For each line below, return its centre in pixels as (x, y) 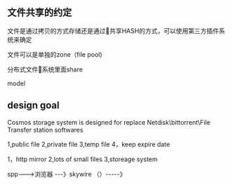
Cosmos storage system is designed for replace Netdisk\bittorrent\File (109, 122)
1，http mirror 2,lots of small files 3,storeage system (82, 159)
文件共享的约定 (40, 13)
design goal (33, 105)
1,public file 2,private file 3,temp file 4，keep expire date (89, 144)
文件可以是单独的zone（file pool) (55, 54)
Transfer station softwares (45, 130)
